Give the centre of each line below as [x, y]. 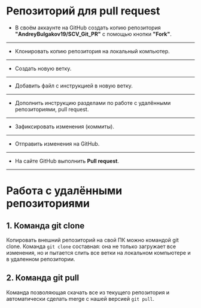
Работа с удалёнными [64, 191]
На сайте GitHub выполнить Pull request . [67, 161]
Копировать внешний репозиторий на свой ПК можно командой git [93, 240]
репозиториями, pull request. [52, 109]
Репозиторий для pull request [83, 11]
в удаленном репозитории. [41, 259]
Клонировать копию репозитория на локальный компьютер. [92, 51]
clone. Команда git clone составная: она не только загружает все [91, 246]
